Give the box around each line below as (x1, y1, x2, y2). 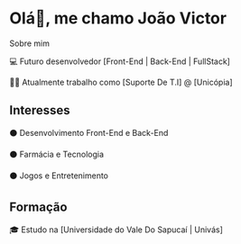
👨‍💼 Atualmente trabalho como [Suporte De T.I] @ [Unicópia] (9, 77, 233, 87)
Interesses (9, 103, 70, 118)
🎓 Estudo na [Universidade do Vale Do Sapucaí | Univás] (9, 224, 223, 235)
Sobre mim (9, 38, 51, 49)
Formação (9, 200, 68, 215)
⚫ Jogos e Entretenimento (9, 170, 108, 181)
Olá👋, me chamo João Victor (9, 8, 227, 29)
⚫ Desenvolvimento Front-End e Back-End (9, 127, 169, 138)
